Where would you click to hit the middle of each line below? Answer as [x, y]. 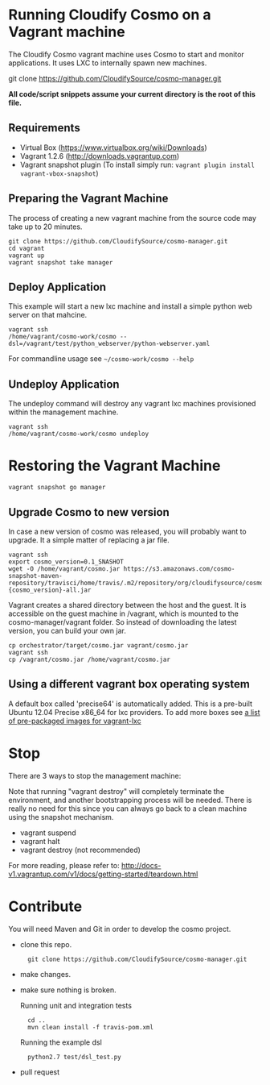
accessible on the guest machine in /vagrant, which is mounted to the [123, 613]
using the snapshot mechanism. [61, 817]
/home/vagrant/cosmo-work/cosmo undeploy [79, 434]
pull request [40, 1072]
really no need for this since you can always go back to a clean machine [128, 809]
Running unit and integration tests [76, 1005]
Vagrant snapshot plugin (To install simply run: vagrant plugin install [137, 164]
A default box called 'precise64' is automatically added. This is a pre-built [131, 704]
